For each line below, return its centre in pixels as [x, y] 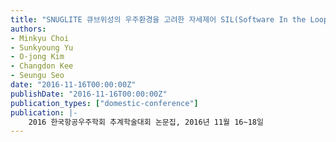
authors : [28, 29]
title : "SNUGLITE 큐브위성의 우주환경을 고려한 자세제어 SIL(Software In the [158, 19]
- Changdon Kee [42, 66]
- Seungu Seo [37, 76]
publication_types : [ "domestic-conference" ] [104, 103]
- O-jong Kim [37, 57]
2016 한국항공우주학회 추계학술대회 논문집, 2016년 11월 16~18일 [146, 122]
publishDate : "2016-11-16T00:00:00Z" [89, 94]
